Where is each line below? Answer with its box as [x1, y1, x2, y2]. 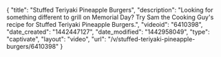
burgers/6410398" [6, 43, 59, 50]
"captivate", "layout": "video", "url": [6, 35, 107, 43]
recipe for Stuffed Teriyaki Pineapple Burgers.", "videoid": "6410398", [6, 21, 203, 28]
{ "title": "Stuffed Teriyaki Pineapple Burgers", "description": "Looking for [6, 6, 213, 14]
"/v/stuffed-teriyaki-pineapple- [107, 35, 196, 43]
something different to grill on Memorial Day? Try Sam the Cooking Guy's [6, 13, 214, 21]
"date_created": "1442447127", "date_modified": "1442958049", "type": [6, 27, 211, 36]
